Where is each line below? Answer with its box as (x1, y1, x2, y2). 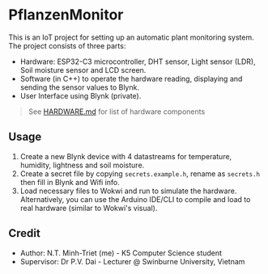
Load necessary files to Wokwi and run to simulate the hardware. (19, 186, 237, 196)
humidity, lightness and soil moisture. (19, 160, 145, 170)
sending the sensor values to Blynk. (19, 82, 140, 92)
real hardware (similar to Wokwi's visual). (19, 203, 158, 213)
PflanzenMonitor (8, 6, 124, 24)
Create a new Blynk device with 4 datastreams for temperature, (19, 151, 232, 161)
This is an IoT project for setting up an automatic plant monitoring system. (8, 32, 254, 42)
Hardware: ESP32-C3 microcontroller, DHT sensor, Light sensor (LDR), (19, 57, 257, 66)
